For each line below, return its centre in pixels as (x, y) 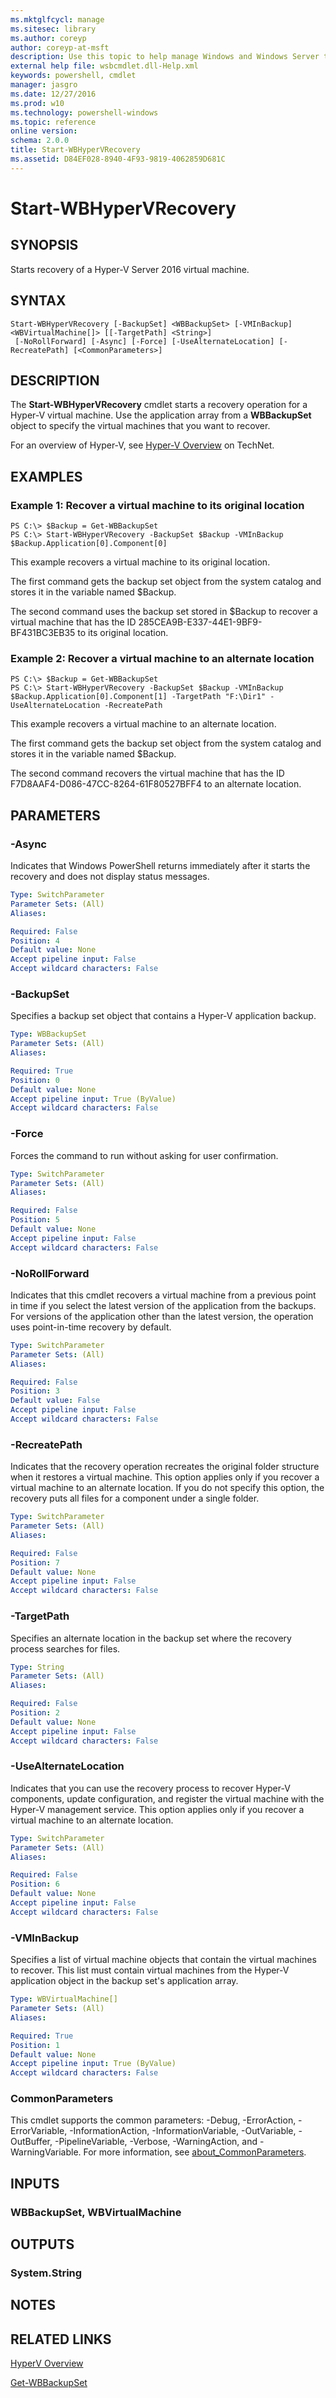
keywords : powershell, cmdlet (73, 76)
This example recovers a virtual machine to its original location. (140, 562)
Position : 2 (35, 1713)
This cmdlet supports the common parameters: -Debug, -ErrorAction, (153, 2120)
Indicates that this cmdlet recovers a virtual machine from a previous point (163, 1295)
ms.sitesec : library (53, 29)
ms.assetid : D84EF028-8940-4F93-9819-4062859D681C (118, 159)
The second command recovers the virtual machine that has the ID (147, 773)
